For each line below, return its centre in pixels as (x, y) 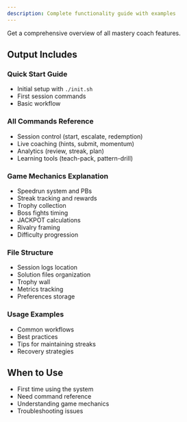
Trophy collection (41, 205)
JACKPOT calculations (49, 220)
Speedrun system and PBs (54, 191)
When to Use (35, 372)
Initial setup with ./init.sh (55, 89)
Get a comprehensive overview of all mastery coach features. (94, 33)
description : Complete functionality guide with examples (91, 13)
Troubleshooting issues (50, 411)
